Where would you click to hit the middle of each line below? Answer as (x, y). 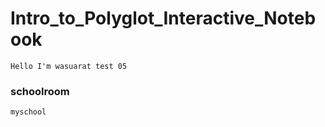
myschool (28, 112)
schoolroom (40, 91)
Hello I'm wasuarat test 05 (69, 66)
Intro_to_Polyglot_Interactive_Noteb (163, 18)
